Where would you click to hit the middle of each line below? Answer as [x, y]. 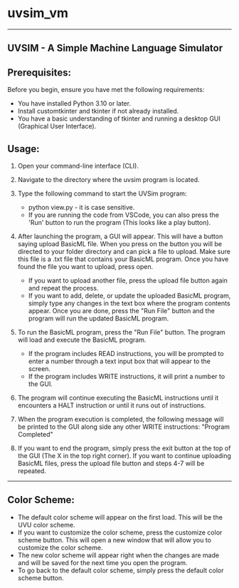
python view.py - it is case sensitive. [81, 207]
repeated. [32, 471]
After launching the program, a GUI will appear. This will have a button [120, 236]
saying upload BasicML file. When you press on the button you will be [120, 243]
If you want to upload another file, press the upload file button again [128, 280]
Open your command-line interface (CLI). [78, 166]
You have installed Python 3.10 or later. [74, 103]
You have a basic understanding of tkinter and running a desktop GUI [119, 118]
